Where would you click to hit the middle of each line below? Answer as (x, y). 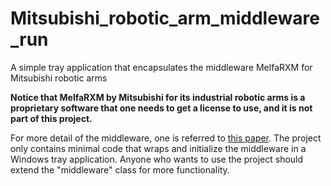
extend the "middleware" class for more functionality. (120, 169)
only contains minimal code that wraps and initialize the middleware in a (158, 148)
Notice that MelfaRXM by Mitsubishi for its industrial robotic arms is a (158, 97)
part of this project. (51, 118)
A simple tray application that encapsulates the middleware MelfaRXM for (161, 67)
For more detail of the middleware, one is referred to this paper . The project (166, 138)
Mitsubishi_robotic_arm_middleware (165, 18)
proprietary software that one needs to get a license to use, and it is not (161, 108)
